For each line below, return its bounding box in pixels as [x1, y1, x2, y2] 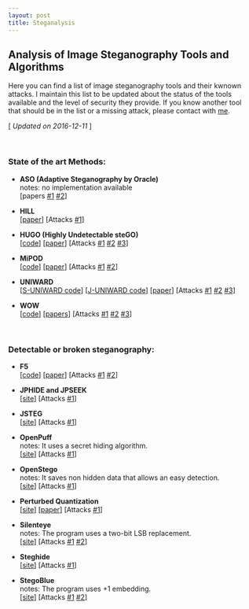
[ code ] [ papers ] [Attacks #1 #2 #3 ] [19, 308, 132, 319]
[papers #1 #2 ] [19, 190, 68, 201]
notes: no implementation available [19, 183, 133, 192]
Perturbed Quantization [19, 496, 99, 506]
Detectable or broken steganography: [8, 344, 155, 355]
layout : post [8, 11, 51, 20]
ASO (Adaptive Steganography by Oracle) [19, 174, 159, 183]
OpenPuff [19, 432, 53, 441]
